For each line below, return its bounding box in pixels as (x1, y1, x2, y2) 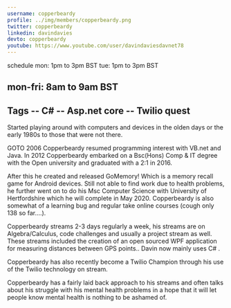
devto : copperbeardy (7, 36, 67, 43)
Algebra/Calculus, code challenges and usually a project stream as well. (7, 230, 212, 238)
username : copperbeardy (7, 10, 76, 17)
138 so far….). (7, 209, 46, 217)
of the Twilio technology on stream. (7, 265, 109, 273)
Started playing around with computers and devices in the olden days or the (7, 123, 223, 132)
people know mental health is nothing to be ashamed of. (7, 293, 167, 302)
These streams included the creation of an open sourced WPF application (7, 237, 218, 246)
